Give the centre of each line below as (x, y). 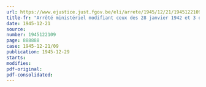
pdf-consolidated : (30, 75)
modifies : (19, 63)
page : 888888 (23, 40)
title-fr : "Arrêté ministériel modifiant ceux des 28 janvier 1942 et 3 (101, 18)
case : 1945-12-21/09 (33, 47)
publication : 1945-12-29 (38, 52)
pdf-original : (25, 69)
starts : (16, 58)
